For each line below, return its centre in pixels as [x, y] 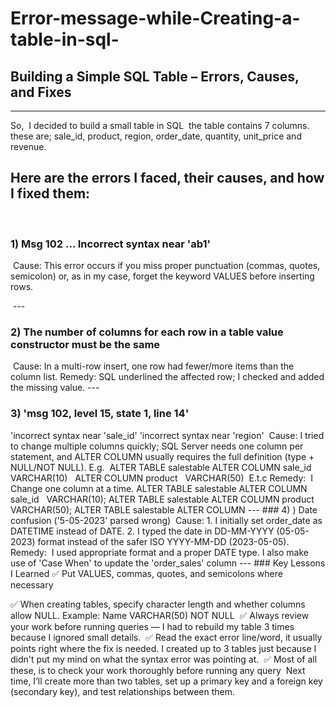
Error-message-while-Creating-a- [155, 18]
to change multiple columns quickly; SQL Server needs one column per [157, 446]
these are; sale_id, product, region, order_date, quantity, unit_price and [156, 136]
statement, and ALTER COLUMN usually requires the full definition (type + [162, 456]
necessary [32, 584]
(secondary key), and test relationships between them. [123, 691]
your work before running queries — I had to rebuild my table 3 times [152, 626]
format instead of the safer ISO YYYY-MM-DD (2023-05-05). [163, 541]
